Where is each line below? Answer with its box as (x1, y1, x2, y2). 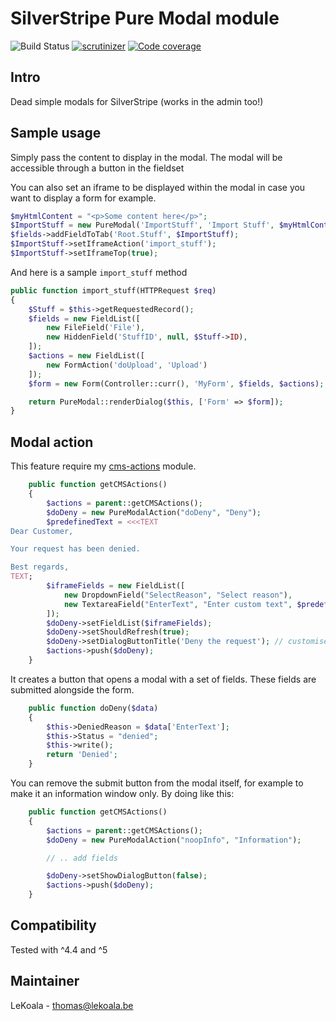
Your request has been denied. (10, 544, 141, 554)
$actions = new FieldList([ (28, 351, 145, 361)
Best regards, (10, 562, 70, 572)
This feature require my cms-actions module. (10, 460, 197, 472)
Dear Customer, (10, 526, 74, 536)
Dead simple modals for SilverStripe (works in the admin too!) (10, 95, 264, 107)
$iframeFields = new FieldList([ (46, 581, 186, 591)
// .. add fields (46, 853, 118, 863)
